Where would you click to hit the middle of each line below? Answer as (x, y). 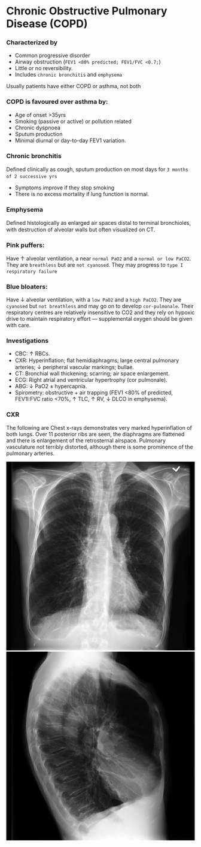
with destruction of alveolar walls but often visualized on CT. (81, 230)
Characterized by (32, 43)
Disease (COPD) (47, 24)
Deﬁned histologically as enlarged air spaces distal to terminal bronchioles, (99, 223)
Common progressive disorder (52, 56)
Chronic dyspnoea (38, 128)
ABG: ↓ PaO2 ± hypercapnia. (51, 386)
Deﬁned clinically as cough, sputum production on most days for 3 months (97, 170)
